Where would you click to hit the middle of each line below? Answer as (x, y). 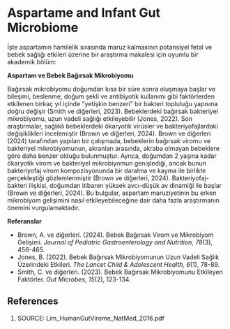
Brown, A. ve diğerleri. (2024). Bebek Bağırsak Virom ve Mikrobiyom (115, 235)
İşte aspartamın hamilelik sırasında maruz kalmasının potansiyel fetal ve (110, 47)
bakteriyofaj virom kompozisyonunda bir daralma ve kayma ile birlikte (107, 170)
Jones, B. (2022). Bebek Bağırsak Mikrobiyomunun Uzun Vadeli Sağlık (118, 257)
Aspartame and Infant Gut (84, 13)
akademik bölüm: (32, 61)
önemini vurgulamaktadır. (44, 207)
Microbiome (43, 28)
